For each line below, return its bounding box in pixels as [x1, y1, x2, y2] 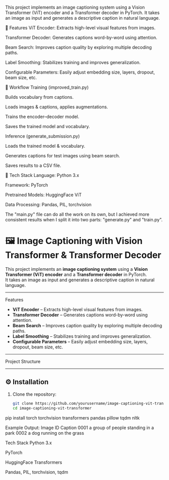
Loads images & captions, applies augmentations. [5, 104, 108, 110]
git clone [12, 401, 34, 406]
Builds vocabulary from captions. [5, 94, 74, 100]
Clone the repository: [12, 391, 57, 397]
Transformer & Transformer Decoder [5, 250, 161, 261]
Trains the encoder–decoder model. [5, 113, 79, 119]
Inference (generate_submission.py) [5, 133, 80, 139]
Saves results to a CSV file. [5, 162, 61, 168]
